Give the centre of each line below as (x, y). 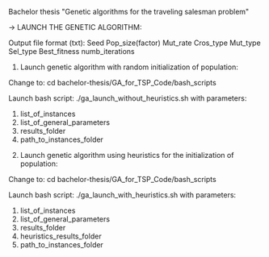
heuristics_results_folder (61, 236)
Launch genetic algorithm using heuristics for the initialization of (127, 155)
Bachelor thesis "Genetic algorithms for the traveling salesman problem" (129, 12)
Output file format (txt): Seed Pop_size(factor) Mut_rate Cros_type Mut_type (134, 43)
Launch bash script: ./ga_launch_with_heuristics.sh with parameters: (122, 195)
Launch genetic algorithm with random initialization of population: (129, 67)
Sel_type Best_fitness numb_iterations (71, 51)
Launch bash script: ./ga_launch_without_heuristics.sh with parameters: (128, 98)
